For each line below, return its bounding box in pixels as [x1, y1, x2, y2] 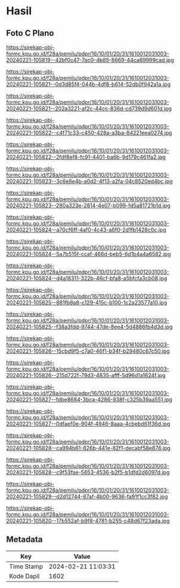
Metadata [6, 534, 43, 544]
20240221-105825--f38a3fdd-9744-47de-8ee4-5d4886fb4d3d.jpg [6, 324, 173, 330]
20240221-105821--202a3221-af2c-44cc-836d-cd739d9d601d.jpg [6, 105, 172, 112]
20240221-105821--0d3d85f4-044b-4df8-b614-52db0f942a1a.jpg [6, 81, 171, 88]
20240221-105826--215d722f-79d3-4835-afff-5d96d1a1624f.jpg [6, 372, 166, 378]
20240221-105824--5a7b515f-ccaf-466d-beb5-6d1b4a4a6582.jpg [6, 251, 171, 257]
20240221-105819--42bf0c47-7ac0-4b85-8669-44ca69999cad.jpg [6, 57, 175, 63]
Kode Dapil [9, 572, 40, 580]
